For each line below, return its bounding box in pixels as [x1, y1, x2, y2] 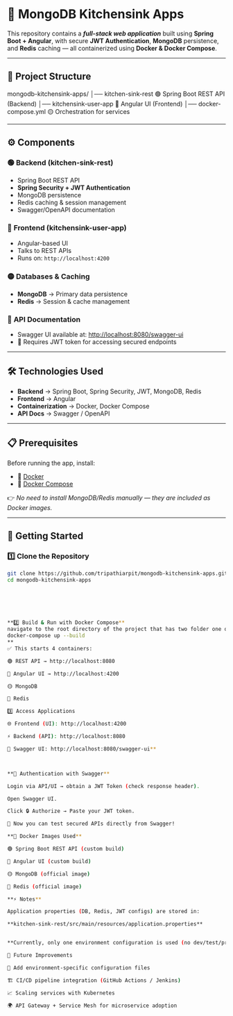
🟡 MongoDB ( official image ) [7, 870, 90, 878]
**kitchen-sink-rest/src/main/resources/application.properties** [7, 921, 203, 928]
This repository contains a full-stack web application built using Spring [7, 29, 214, 38]
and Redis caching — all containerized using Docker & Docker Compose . [7, 44, 217, 52]
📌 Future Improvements [7, 952, 73, 959]
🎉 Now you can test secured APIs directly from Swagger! [7, 820, 175, 828]
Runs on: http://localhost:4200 [17, 254, 110, 262]
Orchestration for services [55, 107, 130, 115]
